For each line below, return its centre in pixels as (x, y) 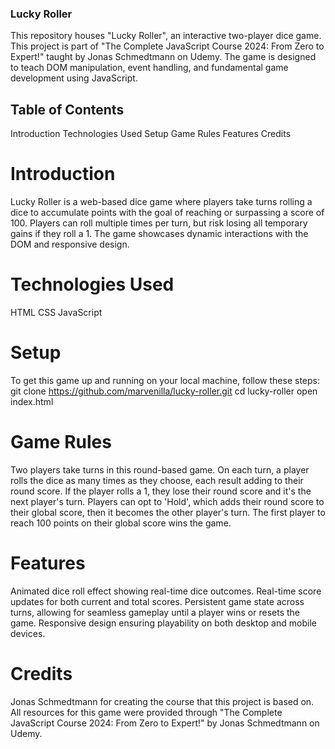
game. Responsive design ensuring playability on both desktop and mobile (163, 623)
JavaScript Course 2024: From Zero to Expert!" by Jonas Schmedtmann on (165, 723)
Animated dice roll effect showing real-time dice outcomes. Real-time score (166, 591)
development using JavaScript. (74, 78)
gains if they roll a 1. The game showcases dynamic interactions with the (159, 234)
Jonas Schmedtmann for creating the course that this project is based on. (162, 701)
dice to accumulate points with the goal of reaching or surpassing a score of (167, 213)
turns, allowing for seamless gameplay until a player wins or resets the (155, 612)
